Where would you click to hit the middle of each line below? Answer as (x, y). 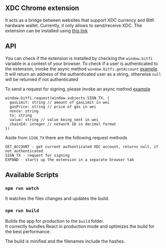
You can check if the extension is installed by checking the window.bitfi (79, 58)
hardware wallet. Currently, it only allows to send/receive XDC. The (74, 25)
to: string (21, 115)
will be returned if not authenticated (42, 79)
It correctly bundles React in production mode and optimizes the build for (80, 226)
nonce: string (24, 111)
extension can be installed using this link (47, 31)
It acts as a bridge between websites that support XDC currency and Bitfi (80, 20)
